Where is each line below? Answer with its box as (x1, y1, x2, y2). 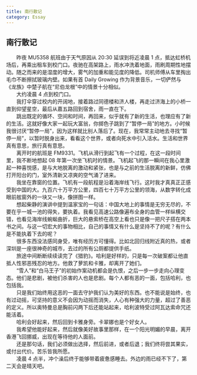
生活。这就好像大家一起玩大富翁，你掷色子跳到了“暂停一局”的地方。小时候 (11, 120, 191, 127)
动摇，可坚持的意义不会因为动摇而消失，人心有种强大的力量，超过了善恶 (16, 296, 191, 303)
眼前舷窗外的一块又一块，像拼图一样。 (6, 193, 98, 200)
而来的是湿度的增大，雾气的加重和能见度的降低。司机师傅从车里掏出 (26, 69, 191, 76)
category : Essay (6, 14, 46, 20)
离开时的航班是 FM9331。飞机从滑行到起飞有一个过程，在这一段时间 (16, 149, 181, 156)
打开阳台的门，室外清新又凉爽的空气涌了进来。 (6, 172, 119, 179)
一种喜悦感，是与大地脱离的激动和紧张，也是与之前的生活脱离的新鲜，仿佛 (11, 164, 191, 171)
